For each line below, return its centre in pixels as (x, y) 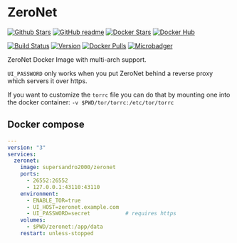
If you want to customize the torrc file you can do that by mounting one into (119, 94)
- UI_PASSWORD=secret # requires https (101, 214)
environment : (39, 194)
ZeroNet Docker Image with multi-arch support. (77, 59)
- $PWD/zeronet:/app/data (64, 227)
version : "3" (27, 147)
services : (22, 154)
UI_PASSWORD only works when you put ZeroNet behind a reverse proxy (110, 73)
